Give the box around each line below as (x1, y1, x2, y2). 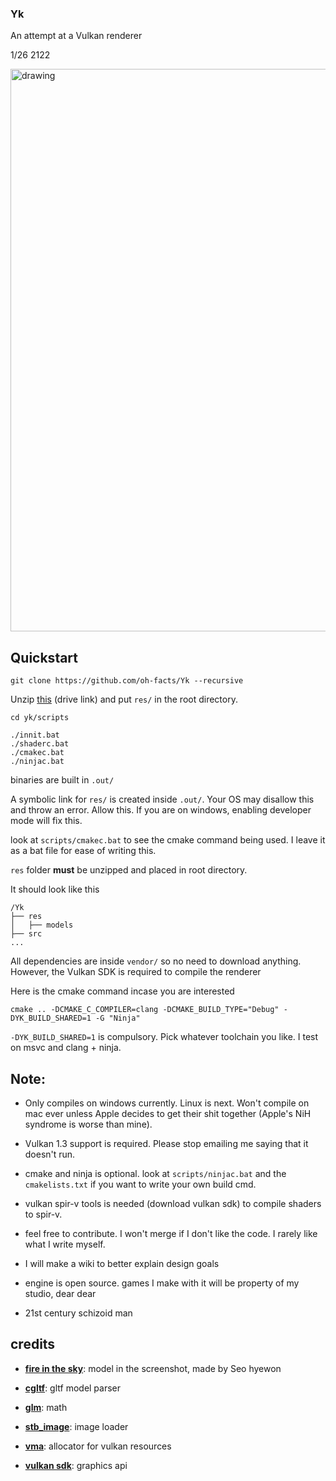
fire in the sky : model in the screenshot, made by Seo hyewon (24, 1362, 282, 1374)
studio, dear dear (24, 1287, 97, 1299)
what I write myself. (24, 1238, 106, 1250)
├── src (10, 929, 43, 939)
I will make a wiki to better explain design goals (24, 1257, 220, 1269)
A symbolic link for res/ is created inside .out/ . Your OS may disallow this (10, 793, 315, 806)
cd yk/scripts (10, 713, 70, 723)
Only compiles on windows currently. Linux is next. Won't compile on (24, 1097, 310, 1109)
